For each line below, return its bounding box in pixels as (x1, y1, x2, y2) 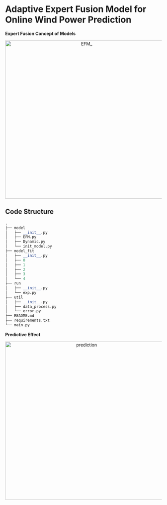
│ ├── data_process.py (5, 304, 57, 309)
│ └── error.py (5, 309, 41, 314)
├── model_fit (5, 249, 35, 253)
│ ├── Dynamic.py (5, 239, 46, 245)
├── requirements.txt (5, 318, 50, 323)
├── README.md (5, 313, 35, 318)
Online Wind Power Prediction (5, 14, 132, 25)
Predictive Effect (5, 331, 41, 337)
